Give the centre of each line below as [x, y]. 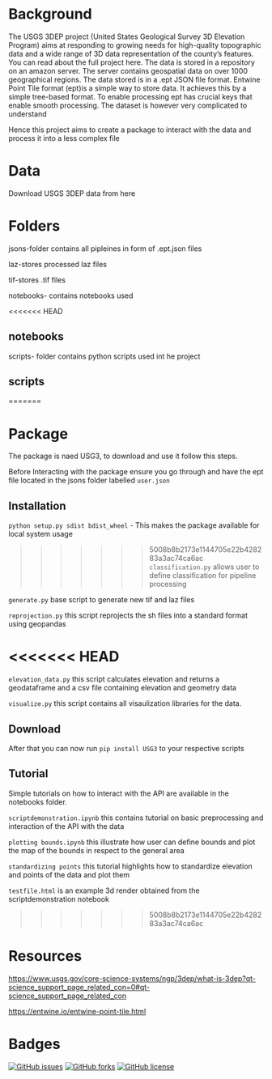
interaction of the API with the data [66, 826]
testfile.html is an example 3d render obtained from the [104, 890]
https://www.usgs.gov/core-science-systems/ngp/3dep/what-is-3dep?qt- [132, 978]
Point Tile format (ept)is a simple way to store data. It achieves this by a [127, 88]
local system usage [40, 534]
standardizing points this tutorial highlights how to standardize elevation [130, 866]
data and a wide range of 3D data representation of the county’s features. [131, 53]
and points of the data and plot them [69, 874]
